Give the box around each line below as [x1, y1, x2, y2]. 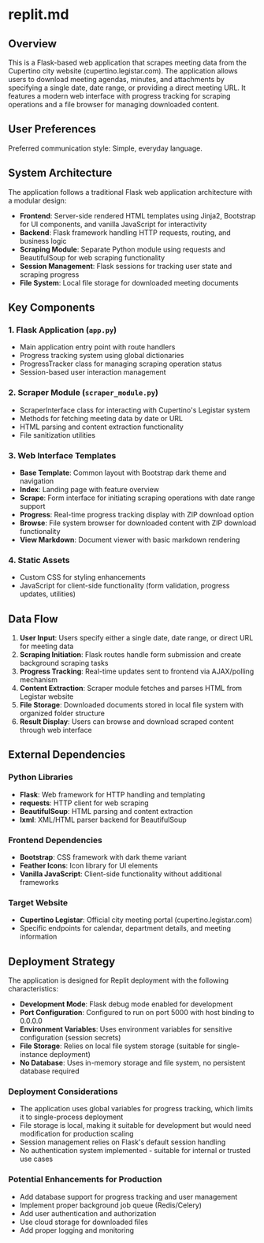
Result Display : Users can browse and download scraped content [19, 717, 234, 726]
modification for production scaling [19, 1129, 134, 1139]
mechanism [19, 675, 58, 685]
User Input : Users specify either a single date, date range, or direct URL [19, 633, 254, 643]
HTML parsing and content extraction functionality [19, 422, 184, 431]
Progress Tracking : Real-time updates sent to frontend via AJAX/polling [19, 666, 255, 676]
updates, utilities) [19, 589, 76, 599]
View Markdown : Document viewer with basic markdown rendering [19, 535, 240, 544]
